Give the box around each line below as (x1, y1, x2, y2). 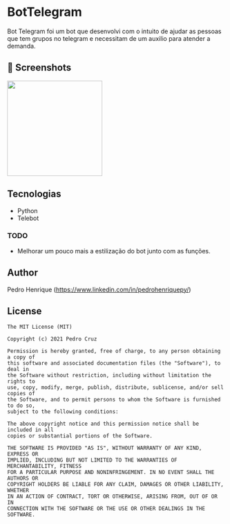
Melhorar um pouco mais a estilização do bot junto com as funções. (17, 246, 211, 255)
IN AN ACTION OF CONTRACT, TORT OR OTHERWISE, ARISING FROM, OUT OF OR (7, 493, 218, 500)
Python (17, 206, 38, 215)
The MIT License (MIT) (7, 323, 73, 331)
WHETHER (7, 487, 30, 494)
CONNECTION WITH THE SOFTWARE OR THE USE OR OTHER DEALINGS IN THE (7, 505, 206, 512)
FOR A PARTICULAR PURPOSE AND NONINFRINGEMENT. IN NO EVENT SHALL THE (7, 469, 215, 476)
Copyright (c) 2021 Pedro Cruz (7, 336, 97, 343)
